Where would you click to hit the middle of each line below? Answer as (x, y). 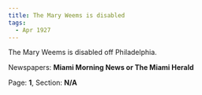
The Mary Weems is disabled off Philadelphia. (83, 53)
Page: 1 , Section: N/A (43, 82)
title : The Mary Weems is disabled (67, 15)
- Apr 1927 (33, 30)
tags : (17, 23)
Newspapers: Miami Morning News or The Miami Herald (101, 68)
